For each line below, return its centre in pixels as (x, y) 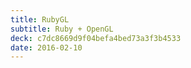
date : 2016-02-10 (46, 47)
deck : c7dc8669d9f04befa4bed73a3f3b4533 (96, 38)
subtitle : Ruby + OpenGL (62, 29)
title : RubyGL (40, 19)
